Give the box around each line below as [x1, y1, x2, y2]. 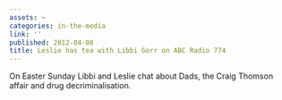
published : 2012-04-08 [9, 37, 94, 47]
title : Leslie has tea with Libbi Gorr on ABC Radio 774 [9, 46, 226, 55]
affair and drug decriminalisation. [9, 80, 132, 91]
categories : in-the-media [9, 21, 106, 30]
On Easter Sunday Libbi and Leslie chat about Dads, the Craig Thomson [9, 71, 274, 81]
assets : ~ [9, 12, 47, 22]
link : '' [9, 29, 42, 38]
